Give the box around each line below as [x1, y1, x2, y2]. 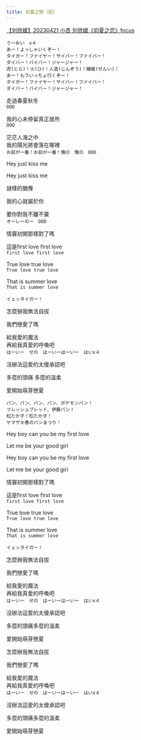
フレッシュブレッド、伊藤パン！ [6, 406, 75, 413]
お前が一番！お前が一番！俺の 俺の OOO [6, 149, 96, 155]
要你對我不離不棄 [6, 210, 49, 218]
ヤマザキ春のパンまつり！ [6, 420, 62, 426]
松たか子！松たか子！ [6, 413, 52, 419]
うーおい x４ [6, 40, 37, 46]
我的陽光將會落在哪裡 [6, 141, 60, 149]
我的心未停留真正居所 [6, 115, 60, 122]
